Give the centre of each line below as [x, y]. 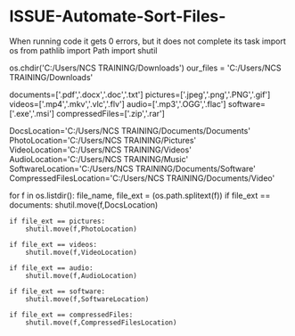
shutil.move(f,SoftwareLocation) [87, 299]
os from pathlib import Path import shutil [83, 50]
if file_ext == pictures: [57, 221]
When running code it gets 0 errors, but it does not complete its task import [148, 41]
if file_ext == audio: [51, 268]
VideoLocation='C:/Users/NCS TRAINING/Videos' [100, 150]
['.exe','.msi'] [32, 113]
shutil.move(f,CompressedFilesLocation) [101, 323]
